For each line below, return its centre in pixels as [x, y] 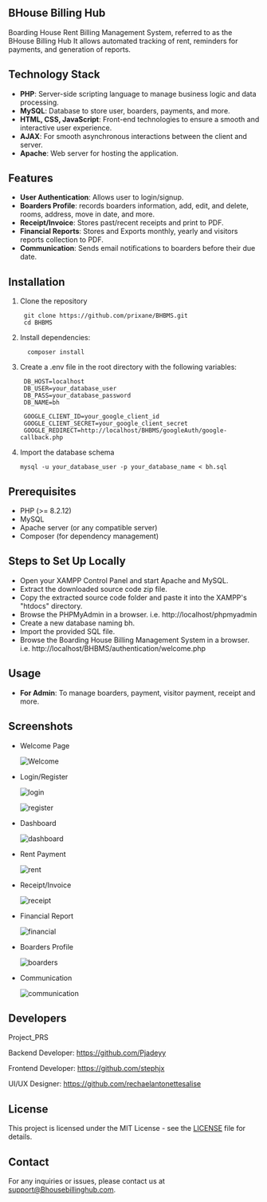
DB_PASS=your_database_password [77, 396]
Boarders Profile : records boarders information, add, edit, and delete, [134, 206]
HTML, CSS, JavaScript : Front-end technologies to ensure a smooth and [139, 119]
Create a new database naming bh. [77, 623]
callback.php [41, 438]
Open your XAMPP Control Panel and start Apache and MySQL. [124, 580]
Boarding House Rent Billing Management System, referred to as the [120, 32]
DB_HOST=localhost [54, 382]
